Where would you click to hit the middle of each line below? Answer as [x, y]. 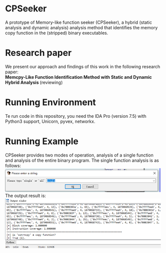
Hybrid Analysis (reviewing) [34, 82]
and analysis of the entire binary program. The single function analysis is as [82, 160]
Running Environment [51, 102]
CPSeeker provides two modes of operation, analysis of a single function [79, 155]
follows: [13, 165]
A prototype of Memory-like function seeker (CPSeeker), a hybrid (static [79, 22]
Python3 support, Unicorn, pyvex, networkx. [50, 121]
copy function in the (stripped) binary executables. [57, 33]
